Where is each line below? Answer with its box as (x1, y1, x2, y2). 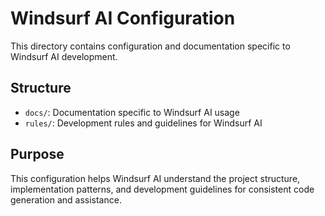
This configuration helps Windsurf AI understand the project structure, (10, 172, 301, 184)
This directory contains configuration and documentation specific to (10, 40, 291, 52)
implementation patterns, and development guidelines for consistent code (10, 183, 315, 195)
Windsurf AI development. (10, 50, 118, 62)
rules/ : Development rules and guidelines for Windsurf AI (24, 117, 263, 129)
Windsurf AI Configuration (10, 7, 236, 30)
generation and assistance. (10, 193, 122, 206)
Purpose (10, 146, 65, 163)
